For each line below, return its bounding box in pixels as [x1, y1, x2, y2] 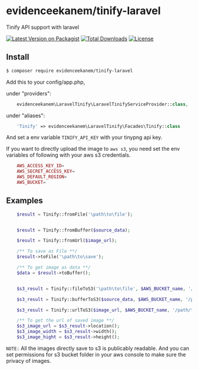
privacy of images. [6, 357, 51, 364]
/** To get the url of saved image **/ [16, 318, 115, 323]
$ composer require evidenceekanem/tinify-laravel [6, 68, 133, 74]
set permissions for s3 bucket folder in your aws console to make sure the [6, 351, 186, 358]
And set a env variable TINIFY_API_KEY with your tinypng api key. [6, 134, 163, 141]
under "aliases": [6, 112, 45, 119]
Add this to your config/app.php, [6, 78, 85, 85]
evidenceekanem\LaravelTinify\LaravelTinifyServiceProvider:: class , [16, 101, 189, 107]
